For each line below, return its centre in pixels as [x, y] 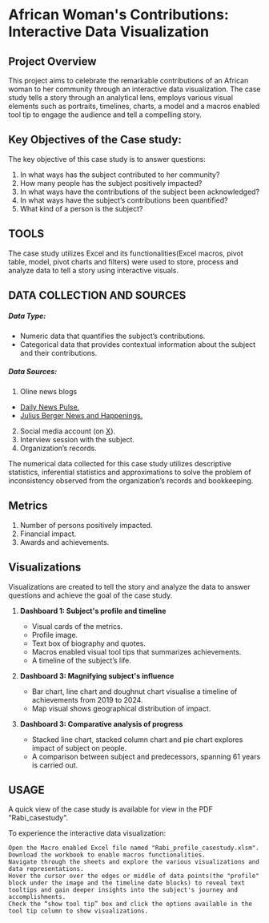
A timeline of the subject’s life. [82, 660]
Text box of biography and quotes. [89, 643]
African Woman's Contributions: [119, 15]
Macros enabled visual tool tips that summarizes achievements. [137, 651]
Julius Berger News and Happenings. [81, 415]
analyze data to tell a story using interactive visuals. [93, 270]
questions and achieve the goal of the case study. [90, 595]
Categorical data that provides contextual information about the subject [138, 344]
